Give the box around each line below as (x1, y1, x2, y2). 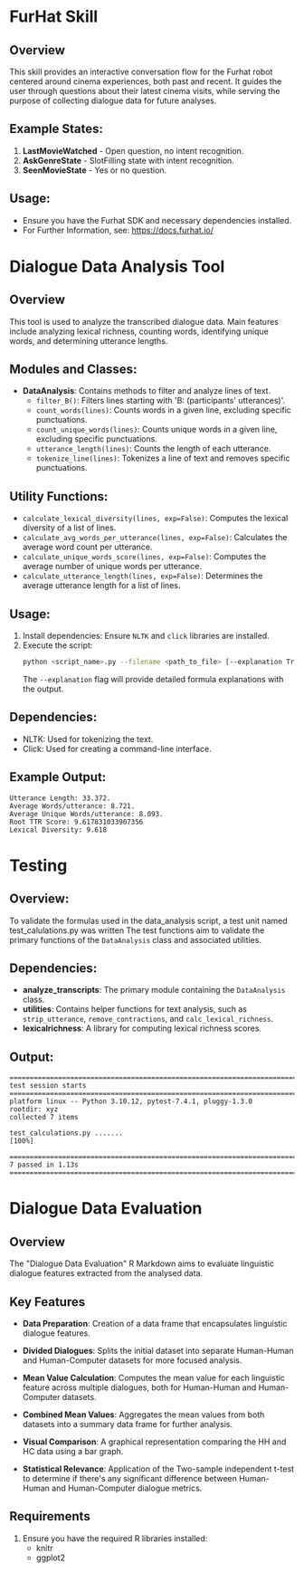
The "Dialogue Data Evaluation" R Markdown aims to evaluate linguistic (9, 1258, 274, 1269)
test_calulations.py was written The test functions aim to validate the (9, 925, 265, 936)
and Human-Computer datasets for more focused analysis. (22, 1355, 242, 1366)
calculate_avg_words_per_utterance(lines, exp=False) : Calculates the (22, 532, 288, 543)
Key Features (9, 1294, 86, 1310)
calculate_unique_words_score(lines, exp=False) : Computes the (22, 551, 267, 562)
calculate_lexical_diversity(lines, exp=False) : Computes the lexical (22, 513, 289, 524)
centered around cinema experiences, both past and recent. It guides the (9, 76, 282, 87)
